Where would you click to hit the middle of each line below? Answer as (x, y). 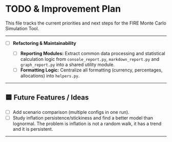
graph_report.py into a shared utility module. (68, 65)
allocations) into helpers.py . (50, 76)
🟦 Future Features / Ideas (47, 97)
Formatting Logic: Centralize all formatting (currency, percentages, (91, 70)
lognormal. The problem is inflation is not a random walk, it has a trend (87, 124)
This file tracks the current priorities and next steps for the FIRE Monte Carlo (86, 23)
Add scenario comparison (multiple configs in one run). (71, 112)
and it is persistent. (33, 129)
